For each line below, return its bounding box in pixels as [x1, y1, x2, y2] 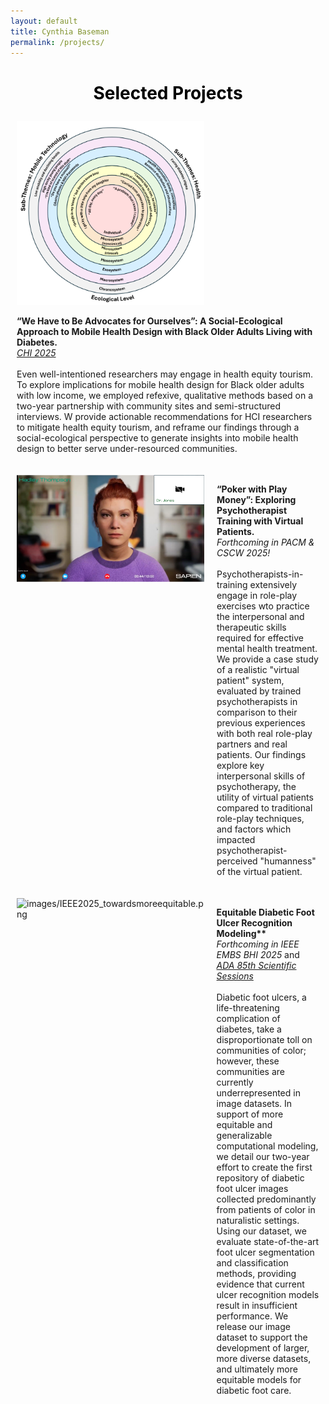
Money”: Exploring [216, 494, 297, 506]
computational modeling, [216, 1140, 319, 1152]
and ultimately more [216, 1363, 298, 1375]
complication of [216, 1013, 281, 1025]
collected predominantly [216, 1193, 317, 1205]
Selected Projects [93, 81, 243, 104]
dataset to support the [216, 1331, 308, 1344]
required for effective [216, 632, 304, 644]
